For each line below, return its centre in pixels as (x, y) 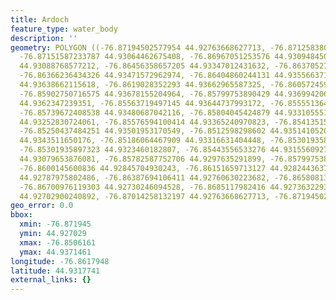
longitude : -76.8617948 (60, 261)
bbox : (21, 215)
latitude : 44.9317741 (55, 271)
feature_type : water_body (64, 29)
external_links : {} (51, 280)
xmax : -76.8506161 (58, 242)
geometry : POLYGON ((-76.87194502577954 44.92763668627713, (138, 47)
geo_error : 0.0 (42, 206)
